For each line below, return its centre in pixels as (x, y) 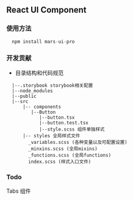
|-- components (42, 107)
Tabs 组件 (19, 191)
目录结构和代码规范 (39, 73)
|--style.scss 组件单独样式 (72, 129)
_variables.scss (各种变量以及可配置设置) (78, 142)
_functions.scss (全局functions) (70, 155)
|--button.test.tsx (63, 123)
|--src (20, 101)
